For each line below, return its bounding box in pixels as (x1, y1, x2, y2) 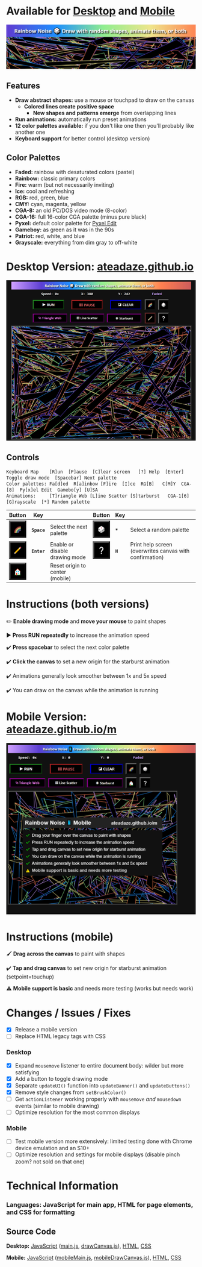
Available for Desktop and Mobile (6, 4, 176, 18)
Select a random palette (130, 526, 189, 534)
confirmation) (130, 553, 164, 561)
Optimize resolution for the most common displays (14, 1109, 140, 1116)
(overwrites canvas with (130, 547, 190, 554)
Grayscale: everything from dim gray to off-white (14, 239, 138, 246)
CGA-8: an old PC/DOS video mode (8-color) (14, 207, 127, 214)
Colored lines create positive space (23, 103, 114, 110)
